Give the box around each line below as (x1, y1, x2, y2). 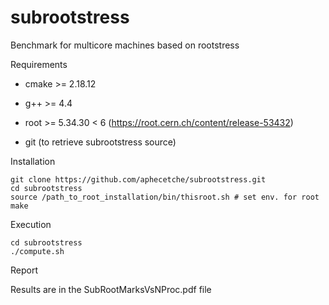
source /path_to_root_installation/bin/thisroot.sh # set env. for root (10, 192, 320, 202)
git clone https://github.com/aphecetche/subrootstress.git (10, 174, 267, 185)
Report (10, 264, 39, 276)
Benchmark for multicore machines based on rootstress (10, 39, 240, 51)
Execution (10, 218, 52, 230)
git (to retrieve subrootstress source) (24, 136, 177, 148)
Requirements (10, 58, 68, 70)
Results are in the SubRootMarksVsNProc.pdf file (10, 283, 212, 295)
